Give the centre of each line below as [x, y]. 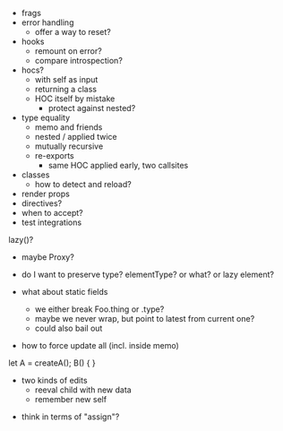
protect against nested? [92, 108]
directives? [42, 203]
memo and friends [69, 127]
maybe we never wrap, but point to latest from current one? [145, 319]
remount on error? [68, 51]
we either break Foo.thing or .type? [99, 309]
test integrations [51, 222]
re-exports [55, 155]
